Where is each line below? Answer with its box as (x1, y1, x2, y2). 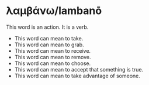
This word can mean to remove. (14, 53, 91, 60)
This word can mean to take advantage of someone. (14, 72, 140, 79)
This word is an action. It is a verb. (6, 23, 89, 30)
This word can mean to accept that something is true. (14, 66, 144, 73)
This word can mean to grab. (14, 41, 84, 48)
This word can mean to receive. (14, 47, 91, 54)
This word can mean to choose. (14, 60, 91, 67)
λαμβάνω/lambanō (6, 4, 102, 18)
